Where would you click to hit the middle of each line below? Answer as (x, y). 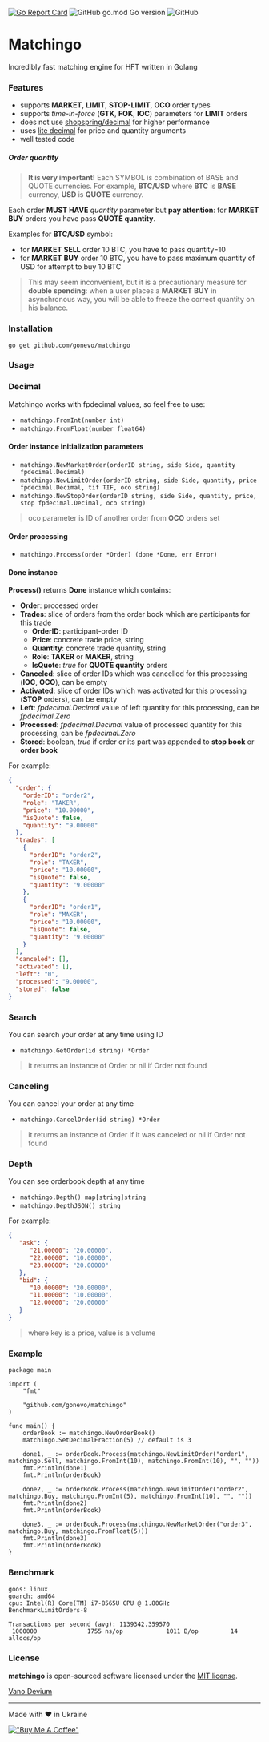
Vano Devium (30, 1691)
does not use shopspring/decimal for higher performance (114, 122)
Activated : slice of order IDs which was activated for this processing (133, 691)
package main (30, 1370)
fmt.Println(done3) (55, 1539)
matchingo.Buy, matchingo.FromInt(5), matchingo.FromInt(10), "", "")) (130, 1497)
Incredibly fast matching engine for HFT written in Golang (103, 66)
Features (26, 87)
